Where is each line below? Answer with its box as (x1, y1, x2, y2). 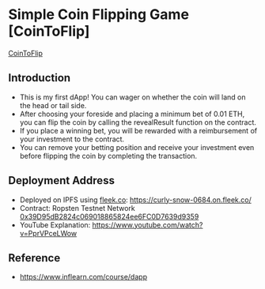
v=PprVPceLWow (19, 228, 78, 238)
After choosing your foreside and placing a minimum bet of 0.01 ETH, (19, 109, 245, 118)
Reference (8, 251, 61, 265)
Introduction (8, 71, 71, 84)
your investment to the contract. (19, 134, 125, 144)
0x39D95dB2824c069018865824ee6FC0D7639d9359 (19, 212, 199, 221)
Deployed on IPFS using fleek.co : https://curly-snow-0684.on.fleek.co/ (19, 195, 252, 205)
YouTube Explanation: (19, 220, 91, 230)
